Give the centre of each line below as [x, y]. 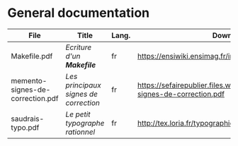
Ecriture [79, 47]
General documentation [79, 13]
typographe [85, 123]
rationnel [80, 132]
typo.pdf [25, 127]
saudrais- [28, 118]
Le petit [78, 114]
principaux [83, 85]
